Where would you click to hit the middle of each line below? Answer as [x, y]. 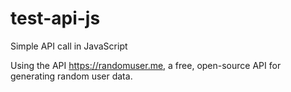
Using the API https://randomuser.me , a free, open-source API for [146, 65]
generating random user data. [71, 76]
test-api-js [55, 18]
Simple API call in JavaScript [69, 46]
